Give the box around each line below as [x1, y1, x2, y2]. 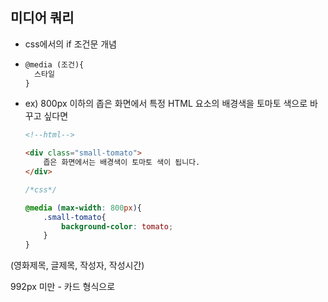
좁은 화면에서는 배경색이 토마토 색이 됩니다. [43, 158, 201, 168]
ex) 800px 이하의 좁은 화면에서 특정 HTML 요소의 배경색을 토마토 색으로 [24, 98, 308, 110]
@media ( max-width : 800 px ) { [24, 203, 143, 213]
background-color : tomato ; [61, 221, 174, 232]
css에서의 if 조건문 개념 [24, 38, 117, 50]
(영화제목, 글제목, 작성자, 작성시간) [10, 259, 145, 272]
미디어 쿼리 [10, 9, 75, 27]
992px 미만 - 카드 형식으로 [10, 281, 116, 293]
